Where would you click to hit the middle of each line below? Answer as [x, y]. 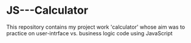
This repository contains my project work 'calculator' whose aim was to [96, 27]
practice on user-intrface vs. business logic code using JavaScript [89, 33]
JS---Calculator [47, 10]
